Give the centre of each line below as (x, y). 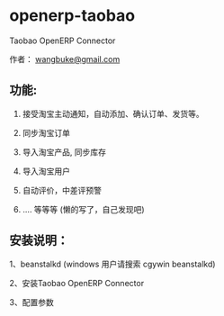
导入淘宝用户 (46, 171)
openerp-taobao (72, 16)
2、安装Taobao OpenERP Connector (77, 283)
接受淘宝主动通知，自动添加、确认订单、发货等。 (113, 113)
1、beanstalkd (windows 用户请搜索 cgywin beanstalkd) (112, 264)
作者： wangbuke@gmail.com (65, 59)
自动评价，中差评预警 (62, 190)
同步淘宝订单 (46, 132)
